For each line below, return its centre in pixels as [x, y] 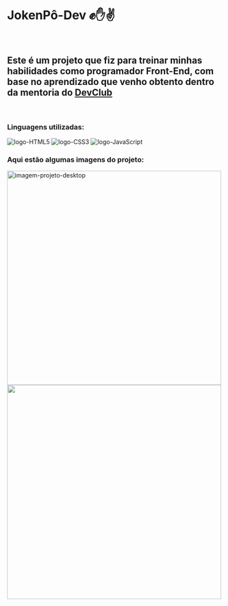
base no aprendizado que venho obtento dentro [111, 82]
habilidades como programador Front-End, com [111, 71]
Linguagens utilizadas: [46, 127]
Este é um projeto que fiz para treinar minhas [105, 61]
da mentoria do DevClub [60, 93]
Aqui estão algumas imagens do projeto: [76, 159]
